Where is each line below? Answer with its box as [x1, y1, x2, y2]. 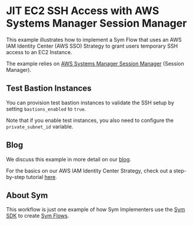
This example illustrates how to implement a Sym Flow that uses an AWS [6, 36, 182, 43]
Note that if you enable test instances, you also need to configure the [6, 117, 174, 124]
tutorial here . [26, 173, 57, 180]
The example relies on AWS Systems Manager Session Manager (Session [6, 60, 184, 67]
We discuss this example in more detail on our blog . [6, 155, 131, 163]
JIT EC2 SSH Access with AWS [6, 4, 159, 18]
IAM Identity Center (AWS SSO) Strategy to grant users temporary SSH [6, 42, 178, 49]
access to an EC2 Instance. [6, 48, 72, 55]
